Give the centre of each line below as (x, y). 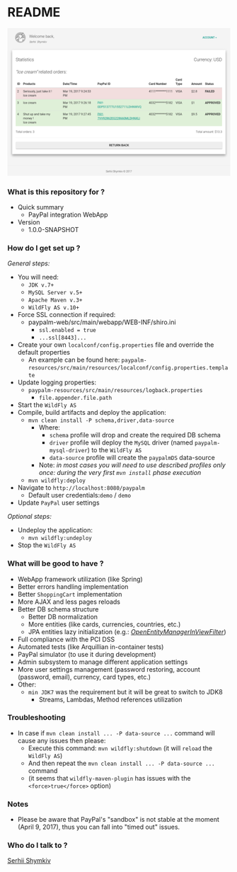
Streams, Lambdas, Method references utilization (110, 699)
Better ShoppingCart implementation (70, 594)
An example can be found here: (74, 360)
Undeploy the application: (55, 530)
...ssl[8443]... (63, 338)
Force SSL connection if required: (67, 315)
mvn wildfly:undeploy (60, 539)
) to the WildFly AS (115, 450)
